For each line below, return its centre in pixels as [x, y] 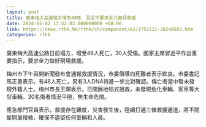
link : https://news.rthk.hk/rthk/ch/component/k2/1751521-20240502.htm [100, 29]
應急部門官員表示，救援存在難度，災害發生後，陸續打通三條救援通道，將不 [100, 110]
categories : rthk [29, 35]
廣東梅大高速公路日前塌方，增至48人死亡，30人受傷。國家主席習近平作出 [99, 53]
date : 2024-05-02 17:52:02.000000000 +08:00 [64, 23]
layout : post [23, 12]
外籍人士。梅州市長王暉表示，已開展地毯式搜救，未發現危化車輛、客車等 [103, 89]
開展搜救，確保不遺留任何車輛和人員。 [60, 118]
